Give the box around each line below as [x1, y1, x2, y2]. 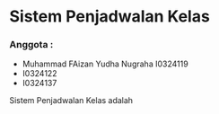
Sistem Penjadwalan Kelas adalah [9, 95, 133, 106]
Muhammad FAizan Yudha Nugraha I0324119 [22, 58, 188, 69]
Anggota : [9, 39, 54, 51]
